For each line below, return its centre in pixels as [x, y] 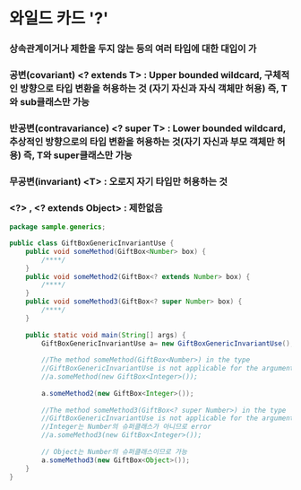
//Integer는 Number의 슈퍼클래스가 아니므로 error [127, 427]
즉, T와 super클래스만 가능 [78, 155]
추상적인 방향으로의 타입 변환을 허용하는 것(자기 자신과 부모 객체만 [142, 142]
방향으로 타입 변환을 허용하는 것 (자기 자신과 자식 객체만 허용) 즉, [149, 89]
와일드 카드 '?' [59, 18]
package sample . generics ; [57, 227]
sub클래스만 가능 [54, 102]
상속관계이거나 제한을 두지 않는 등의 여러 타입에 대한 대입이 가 [133, 48]
